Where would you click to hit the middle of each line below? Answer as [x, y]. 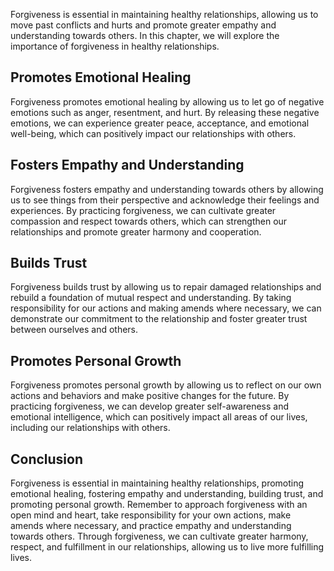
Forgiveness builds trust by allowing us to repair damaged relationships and [166, 287]
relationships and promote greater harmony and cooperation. [136, 231]
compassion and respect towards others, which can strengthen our [149, 221]
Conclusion [47, 459]
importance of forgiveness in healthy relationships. [115, 46]
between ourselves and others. [74, 330]
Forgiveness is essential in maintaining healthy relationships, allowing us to [164, 14]
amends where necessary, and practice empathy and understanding [151, 526]
